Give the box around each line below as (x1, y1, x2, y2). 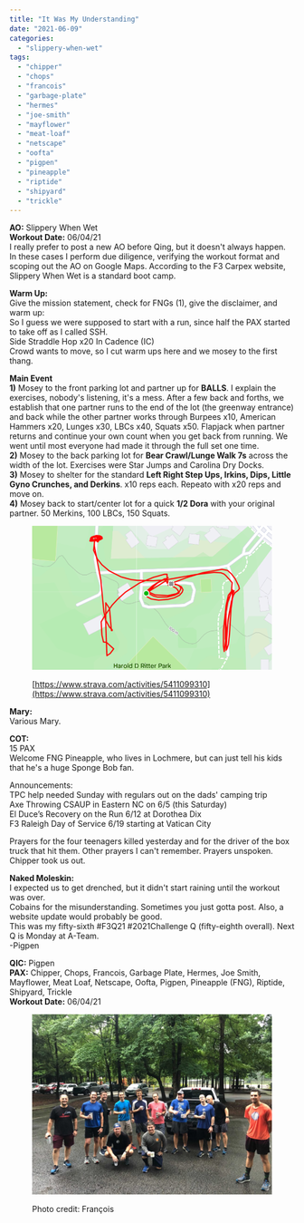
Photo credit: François (32, 1203, 115, 1214)
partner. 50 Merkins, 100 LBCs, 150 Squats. (9, 508, 170, 519)
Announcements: (9, 780, 73, 791)
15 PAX (9, 743, 36, 753)
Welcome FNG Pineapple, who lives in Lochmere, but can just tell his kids (9, 752, 283, 763)
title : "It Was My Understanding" (9, 15, 140, 24)
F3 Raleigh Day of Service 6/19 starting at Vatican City (9, 818, 212, 829)
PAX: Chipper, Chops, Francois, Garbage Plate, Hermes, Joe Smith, (9, 966, 261, 978)
